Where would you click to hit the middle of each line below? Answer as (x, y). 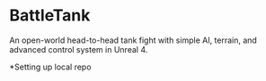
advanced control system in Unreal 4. (79, 49)
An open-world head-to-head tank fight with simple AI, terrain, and (133, 40)
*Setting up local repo (50, 67)
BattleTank (50, 16)
